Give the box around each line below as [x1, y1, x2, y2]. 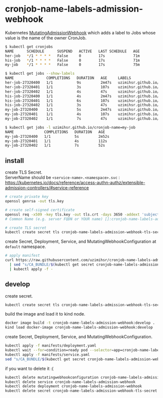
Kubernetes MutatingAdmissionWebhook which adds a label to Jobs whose [5, 30, 156, 35]
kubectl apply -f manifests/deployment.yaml [5, 343, 97, 348]
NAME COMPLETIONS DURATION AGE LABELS [5, 76, 131, 81]
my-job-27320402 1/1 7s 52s [5, 143, 105, 148]
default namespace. [5, 244, 46, 249]
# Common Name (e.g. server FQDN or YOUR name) [5, 216, 103, 221]
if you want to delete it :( [5, 365, 54, 371]
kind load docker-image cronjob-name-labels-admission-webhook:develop [5, 325, 153, 330]
